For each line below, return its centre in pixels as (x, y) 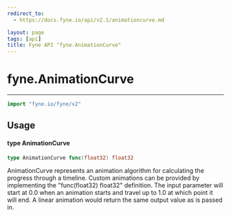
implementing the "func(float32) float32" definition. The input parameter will (115, 185)
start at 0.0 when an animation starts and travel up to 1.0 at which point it (110, 193)
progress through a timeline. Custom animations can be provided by (103, 178)
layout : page (26, 32)
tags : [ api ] (24, 39)
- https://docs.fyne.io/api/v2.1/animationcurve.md (89, 20)
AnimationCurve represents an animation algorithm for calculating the (106, 171)
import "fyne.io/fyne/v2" (44, 104)
